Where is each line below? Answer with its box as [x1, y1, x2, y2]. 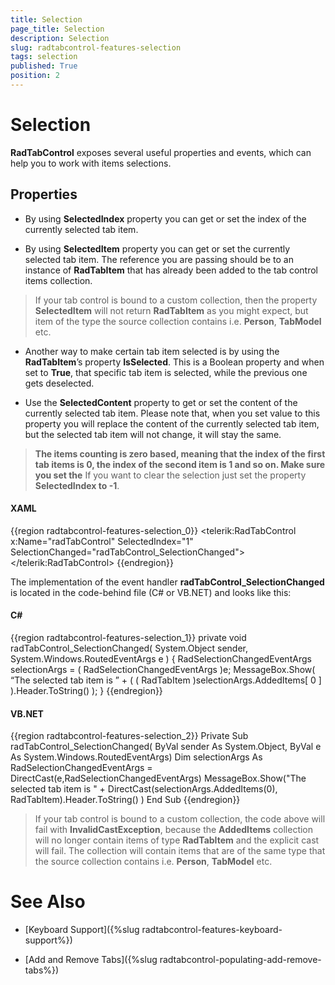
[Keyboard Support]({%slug [24, 924, 140, 936]
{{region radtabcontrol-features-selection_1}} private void [10, 632, 247, 644]
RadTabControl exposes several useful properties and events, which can [10, 146, 312, 158]
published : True [10, 61, 78, 71]
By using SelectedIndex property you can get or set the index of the [24, 212, 307, 225]
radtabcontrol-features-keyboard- [141, 924, 283, 936]
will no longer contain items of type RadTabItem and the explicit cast [34, 834, 320, 846]
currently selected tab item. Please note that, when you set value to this [24, 407, 321, 419]
